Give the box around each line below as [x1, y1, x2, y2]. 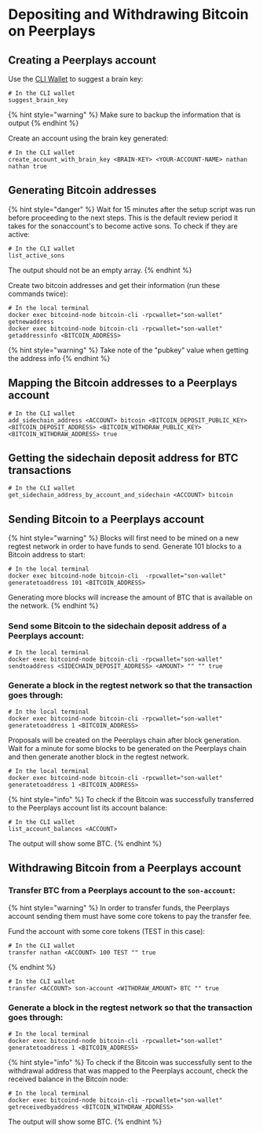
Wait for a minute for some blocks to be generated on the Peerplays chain [8, 743, 247, 753]
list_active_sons [8, 251, 65, 260]
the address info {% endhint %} [8, 353, 111, 363]
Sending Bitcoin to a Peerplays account [8, 512, 205, 526]
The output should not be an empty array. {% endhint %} [8, 265, 192, 275]
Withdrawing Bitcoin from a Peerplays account [8, 862, 242, 875]
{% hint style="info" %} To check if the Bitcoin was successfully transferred [8, 794, 254, 804]
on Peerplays [8, 22, 96, 40]
